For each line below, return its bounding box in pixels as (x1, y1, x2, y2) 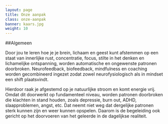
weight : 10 (5, 26, 28, 31)
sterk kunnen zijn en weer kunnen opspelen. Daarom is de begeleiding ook (5, 108, 160, 114)
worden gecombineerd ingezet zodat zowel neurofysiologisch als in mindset (5, 71, 163, 77)
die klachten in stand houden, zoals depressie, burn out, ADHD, (5, 97, 137, 103)
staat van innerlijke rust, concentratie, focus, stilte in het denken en (5, 55, 144, 61)
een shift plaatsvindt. (5, 77, 49, 83)
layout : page (5, 7, 33, 13)
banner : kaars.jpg (5, 21, 44, 27)
